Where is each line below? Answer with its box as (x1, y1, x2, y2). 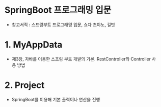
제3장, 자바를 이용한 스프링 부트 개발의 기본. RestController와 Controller (11, 56, 151, 62)
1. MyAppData (4, 39, 62, 51)
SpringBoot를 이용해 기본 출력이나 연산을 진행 (11, 96, 100, 102)
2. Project (4, 80, 45, 91)
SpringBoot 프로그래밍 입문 (4, 4, 111, 16)
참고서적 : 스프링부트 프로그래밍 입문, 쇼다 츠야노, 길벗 (11, 22, 115, 27)
